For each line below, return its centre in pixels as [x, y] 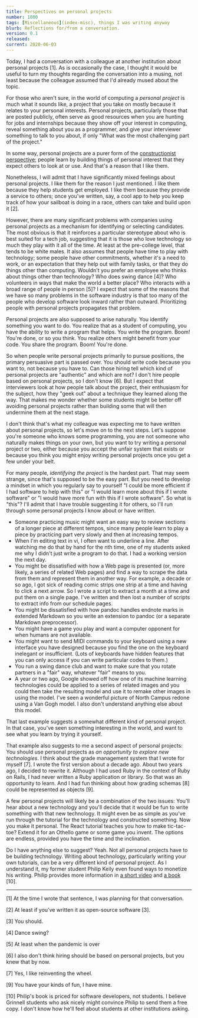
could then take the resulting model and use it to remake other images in [103, 691]
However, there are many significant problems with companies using [89, 220]
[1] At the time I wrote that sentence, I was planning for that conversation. [95, 898]
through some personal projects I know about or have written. [81, 510]
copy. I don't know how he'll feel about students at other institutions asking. [98, 1009]
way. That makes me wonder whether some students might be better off [94, 400]
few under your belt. [31, 461]
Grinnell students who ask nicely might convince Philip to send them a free [97, 1002]
